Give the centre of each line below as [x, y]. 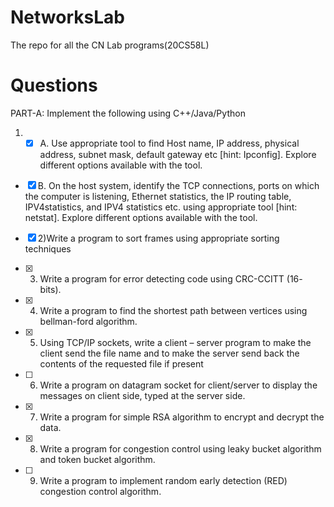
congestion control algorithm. [100, 491]
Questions [54, 85]
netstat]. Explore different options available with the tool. [141, 217]
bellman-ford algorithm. [88, 321]
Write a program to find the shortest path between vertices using [173, 310]
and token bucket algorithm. [97, 459]
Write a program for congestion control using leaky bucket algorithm [180, 448]
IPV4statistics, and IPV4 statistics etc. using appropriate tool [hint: [161, 207]
